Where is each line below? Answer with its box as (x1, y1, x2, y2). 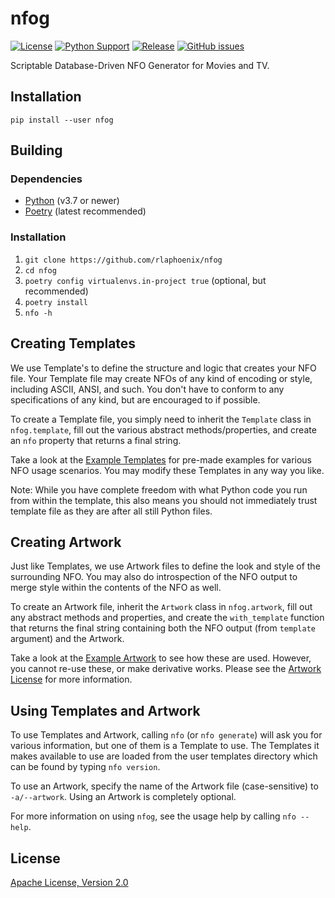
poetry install (24, 297, 89, 307)
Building (10, 142, 63, 159)
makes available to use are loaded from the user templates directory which (10, 750, 318, 762)
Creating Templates (10, 335, 137, 352)
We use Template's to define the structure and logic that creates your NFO (10, 362, 317, 374)
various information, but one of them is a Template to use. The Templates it (10, 740, 320, 752)
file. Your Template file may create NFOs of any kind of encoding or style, (10, 372, 313, 384)
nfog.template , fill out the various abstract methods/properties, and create (10, 423, 317, 436)
